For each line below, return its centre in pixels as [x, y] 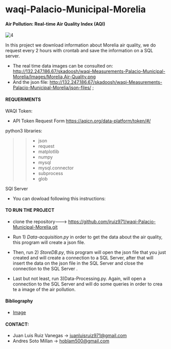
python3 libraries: [24, 130]
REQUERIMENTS [23, 99]
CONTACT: [17, 324]
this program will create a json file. [49, 242]
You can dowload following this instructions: [59, 199]
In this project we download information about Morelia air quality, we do [81, 45]
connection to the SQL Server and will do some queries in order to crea [87, 284]
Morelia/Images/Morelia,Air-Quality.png [54, 77]
